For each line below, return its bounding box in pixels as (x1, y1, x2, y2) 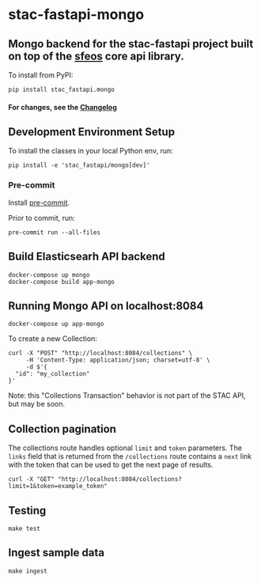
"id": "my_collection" (15, 370, 90, 378)
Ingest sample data (8, 546, 105, 559)
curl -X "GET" (8, 475, 55, 483)
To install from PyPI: (8, 70, 74, 80)
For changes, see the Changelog (8, 102, 117, 112)
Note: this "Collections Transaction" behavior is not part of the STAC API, (8, 391, 247, 400)
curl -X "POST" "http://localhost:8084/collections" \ (8, 350, 193, 358)
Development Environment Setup (8, 125, 176, 138)
